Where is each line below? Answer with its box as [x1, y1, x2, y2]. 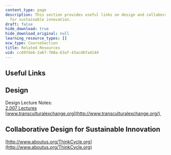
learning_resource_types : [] [5, 36, 67, 41]
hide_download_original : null [5, 31, 70, 36]
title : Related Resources [5, 45, 60, 50]
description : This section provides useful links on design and [5, 12, 145, 17]
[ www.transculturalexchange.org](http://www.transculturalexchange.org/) [5, 110, 160, 116]
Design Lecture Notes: [5, 100, 52, 106]
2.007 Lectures [5, 105, 37, 111]
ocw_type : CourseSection [5, 41, 58, 46]
